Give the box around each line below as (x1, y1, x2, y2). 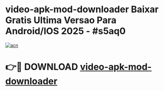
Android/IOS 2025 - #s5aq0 (5, 26, 126, 37)
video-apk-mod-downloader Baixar (5, 4, 159, 15)
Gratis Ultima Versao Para (5, 14, 116, 26)
